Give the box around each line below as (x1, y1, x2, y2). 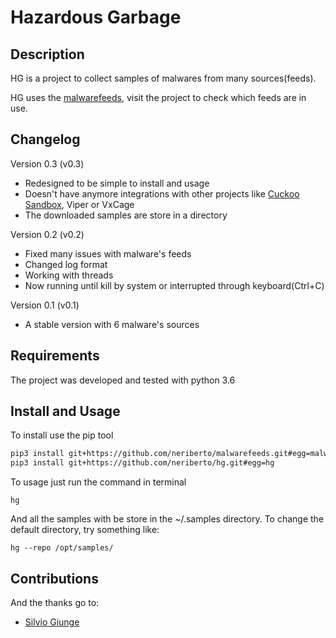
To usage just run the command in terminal (10, 476, 187, 488)
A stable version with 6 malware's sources (24, 318, 200, 330)
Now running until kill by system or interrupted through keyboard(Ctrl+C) (24, 279, 325, 291)
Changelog (10, 131, 81, 148)
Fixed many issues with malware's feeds (24, 247, 192, 260)
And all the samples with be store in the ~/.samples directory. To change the (10, 513, 325, 525)
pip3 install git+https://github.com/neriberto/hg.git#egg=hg (10, 458, 275, 468)
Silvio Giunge (24, 616, 80, 628)
